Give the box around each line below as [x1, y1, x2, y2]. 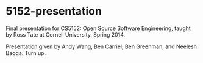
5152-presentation [5, 4, 102, 18]
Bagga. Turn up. [5, 49, 46, 56]
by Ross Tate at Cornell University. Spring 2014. [5, 31, 126, 38]
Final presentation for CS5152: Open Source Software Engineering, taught [5, 24, 191, 32]
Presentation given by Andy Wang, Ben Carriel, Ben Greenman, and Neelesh [5, 43, 198, 50]
